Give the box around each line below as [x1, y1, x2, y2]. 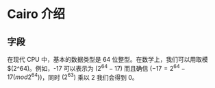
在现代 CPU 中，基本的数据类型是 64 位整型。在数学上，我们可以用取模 [7, 56, 209, 63]
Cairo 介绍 [7, 6, 66, 22]
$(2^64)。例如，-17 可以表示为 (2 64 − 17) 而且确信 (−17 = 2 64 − [7, 63, 186, 72]
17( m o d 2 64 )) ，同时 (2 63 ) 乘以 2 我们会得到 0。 [7, 71, 138, 81]
